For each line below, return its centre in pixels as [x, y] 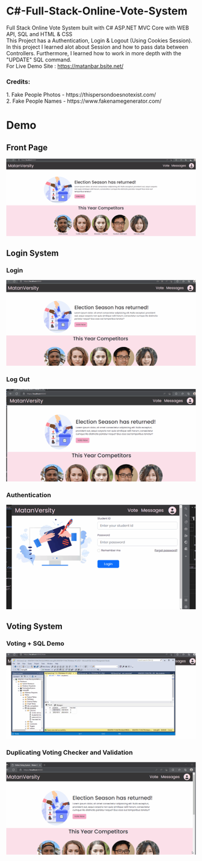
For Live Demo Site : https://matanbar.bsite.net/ [65, 66]
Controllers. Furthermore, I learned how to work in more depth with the [94, 53]
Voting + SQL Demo [35, 643]
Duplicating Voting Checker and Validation [70, 752]
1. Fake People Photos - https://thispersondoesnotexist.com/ [81, 95]
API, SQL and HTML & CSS [39, 34]
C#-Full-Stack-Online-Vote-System [97, 11]
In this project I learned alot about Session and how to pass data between [97, 47]
